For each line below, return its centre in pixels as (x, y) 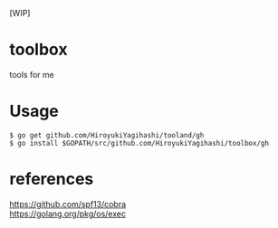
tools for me (32, 74)
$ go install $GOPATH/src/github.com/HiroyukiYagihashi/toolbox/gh (139, 143)
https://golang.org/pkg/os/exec (68, 214)
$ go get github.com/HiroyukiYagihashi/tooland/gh (107, 135)
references (52, 179)
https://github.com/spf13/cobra (68, 204)
